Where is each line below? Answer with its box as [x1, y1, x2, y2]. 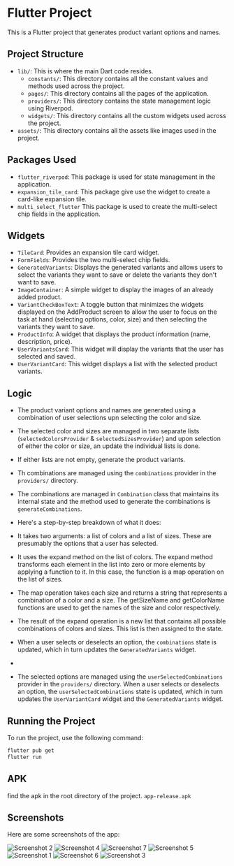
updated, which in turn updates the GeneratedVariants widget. [17, 645, 197, 654]
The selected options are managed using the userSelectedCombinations [17, 672, 224, 681]
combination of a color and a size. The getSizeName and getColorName [17, 596, 225, 605]
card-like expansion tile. [17, 194, 87, 203]
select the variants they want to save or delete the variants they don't [17, 270, 217, 279]
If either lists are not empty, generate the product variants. [17, 456, 186, 464]
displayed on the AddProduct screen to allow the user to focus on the [17, 308, 218, 316]
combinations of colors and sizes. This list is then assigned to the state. [17, 624, 224, 633]
